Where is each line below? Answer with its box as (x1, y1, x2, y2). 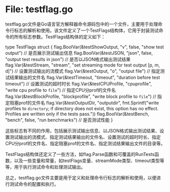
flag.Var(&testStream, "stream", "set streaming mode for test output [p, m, (5, 62, 160, 68)
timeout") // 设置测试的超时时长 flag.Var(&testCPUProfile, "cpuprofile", (5, 80, 152, 87)
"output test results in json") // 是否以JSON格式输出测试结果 (5, 56, 131, 62)
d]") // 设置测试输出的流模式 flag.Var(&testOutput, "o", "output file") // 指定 (5, 68, 161, 74)
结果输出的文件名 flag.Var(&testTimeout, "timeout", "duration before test (9, 74, 160, 80)
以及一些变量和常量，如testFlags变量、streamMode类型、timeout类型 (14, 157, 160, 164)
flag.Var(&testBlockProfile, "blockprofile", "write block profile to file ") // (5, 93, 156, 100)
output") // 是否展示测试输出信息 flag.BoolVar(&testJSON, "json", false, (5, 50, 153, 56)
